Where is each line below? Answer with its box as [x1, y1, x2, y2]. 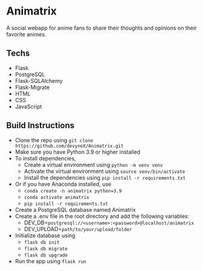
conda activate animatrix [24, 194, 89, 200]
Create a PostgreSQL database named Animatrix [14, 206, 136, 213]
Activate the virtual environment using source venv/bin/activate [24, 168, 185, 175]
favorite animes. [6, 30, 47, 38]
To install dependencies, [14, 154, 77, 162]
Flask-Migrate [14, 83, 50, 91]
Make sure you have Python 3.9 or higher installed [14, 148, 141, 155]
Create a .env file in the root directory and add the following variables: [14, 212, 190, 220]
